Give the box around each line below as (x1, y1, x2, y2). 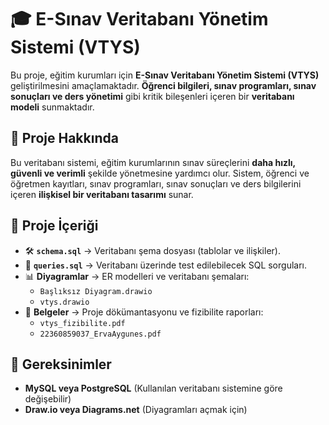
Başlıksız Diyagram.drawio (39, 286, 153, 296)
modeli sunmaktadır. (10, 101, 95, 113)
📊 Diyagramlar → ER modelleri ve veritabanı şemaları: (24, 270, 250, 282)
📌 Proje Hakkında (10, 130, 119, 147)
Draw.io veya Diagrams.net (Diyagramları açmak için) (24, 404, 248, 416)
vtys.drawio (39, 297, 90, 307)
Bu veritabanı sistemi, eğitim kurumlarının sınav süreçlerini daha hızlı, (10, 156, 296, 168)
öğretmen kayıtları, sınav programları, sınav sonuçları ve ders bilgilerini (10, 177, 302, 190)
